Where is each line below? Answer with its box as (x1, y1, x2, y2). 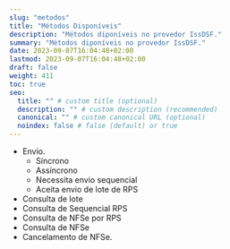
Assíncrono (35, 165, 78, 176)
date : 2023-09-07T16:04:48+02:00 (9, 47, 134, 56)
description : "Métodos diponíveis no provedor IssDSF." (9, 30, 222, 39)
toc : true (9, 80, 47, 89)
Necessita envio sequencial (35, 175, 138, 185)
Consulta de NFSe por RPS (21, 212, 123, 223)
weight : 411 (9, 72, 54, 81)
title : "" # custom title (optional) (17, 96, 158, 106)
